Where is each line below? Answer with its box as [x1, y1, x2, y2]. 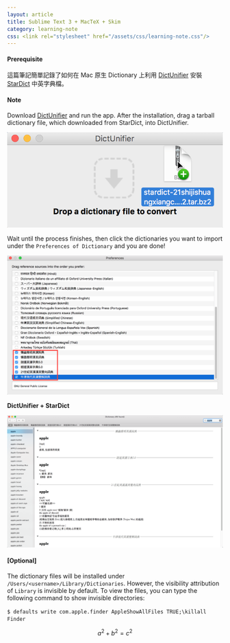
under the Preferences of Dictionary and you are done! [7, 241, 166, 250]
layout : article [7, 11, 53, 18]
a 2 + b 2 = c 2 [97, 628, 133, 637]
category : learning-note [7, 25, 78, 32]
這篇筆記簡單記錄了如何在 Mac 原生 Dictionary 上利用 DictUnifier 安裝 [7, 71, 203, 79]
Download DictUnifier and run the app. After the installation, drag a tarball [7, 111, 215, 120]
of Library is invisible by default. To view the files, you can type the [7, 587, 198, 595]
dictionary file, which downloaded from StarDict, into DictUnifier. [7, 118, 190, 126]
